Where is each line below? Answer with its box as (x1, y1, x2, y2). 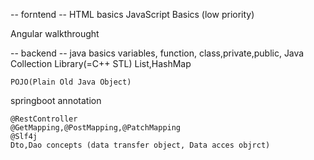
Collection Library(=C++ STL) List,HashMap (10, 58, 192, 69)
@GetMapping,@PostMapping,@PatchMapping (10, 123, 182, 133)
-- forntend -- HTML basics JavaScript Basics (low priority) (10, 9, 255, 20)
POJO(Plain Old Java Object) (10, 77, 132, 87)
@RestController (10, 114, 78, 124)
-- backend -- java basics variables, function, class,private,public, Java (10, 47, 305, 59)
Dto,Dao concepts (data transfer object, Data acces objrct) (10, 140, 271, 150)
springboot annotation (10, 95, 102, 106)
